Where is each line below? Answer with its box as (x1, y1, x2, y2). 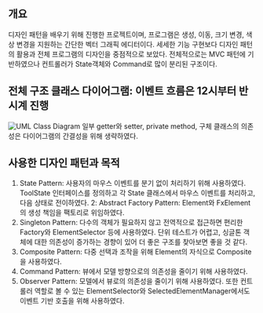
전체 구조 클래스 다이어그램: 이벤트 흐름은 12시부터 (8, 85, 237, 98)
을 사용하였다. (19, 257, 63, 267)
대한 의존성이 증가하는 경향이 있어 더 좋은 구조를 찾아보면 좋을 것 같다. (34, 238, 248, 247)
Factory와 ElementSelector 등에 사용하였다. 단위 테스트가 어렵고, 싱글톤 (19, 227, 242, 237)
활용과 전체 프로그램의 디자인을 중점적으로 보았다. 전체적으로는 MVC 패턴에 (16, 49, 246, 59)
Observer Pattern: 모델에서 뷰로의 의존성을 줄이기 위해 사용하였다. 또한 (19, 277, 239, 286)
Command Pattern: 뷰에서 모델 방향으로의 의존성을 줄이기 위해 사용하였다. (19, 267, 249, 276)
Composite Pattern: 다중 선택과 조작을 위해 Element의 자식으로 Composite (19, 247, 252, 257)
